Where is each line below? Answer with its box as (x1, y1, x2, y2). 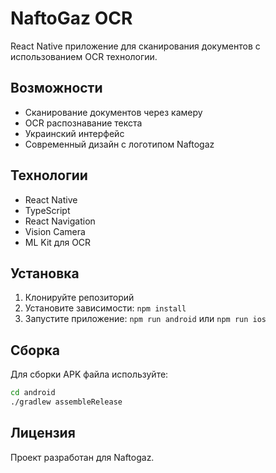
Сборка (10, 342, 60, 359)
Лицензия (10, 425, 76, 442)
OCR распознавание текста (24, 117, 143, 129)
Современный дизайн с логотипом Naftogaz (24, 138, 215, 150)
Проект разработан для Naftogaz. (10, 451, 155, 463)
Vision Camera (24, 225, 86, 237)
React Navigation (24, 215, 96, 227)
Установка (10, 265, 80, 282)
